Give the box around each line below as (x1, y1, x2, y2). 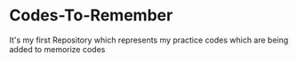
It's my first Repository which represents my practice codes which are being (9, 35, 289, 45)
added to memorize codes (9, 43, 106, 54)
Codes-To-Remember (9, 5, 173, 26)
